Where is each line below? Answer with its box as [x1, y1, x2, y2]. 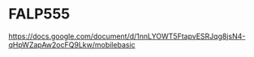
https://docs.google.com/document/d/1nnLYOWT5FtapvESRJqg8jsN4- [8, 31, 246, 41]
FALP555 [8, 5, 71, 23]
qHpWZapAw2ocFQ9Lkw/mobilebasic [8, 39, 136, 49]
